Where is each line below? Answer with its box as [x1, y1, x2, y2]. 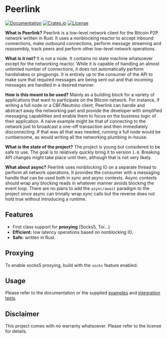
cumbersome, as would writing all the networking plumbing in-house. [5, 134, 148, 140]
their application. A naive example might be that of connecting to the [5, 118, 146, 124]
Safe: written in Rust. [12, 234, 56, 240]
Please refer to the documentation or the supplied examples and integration [5, 290, 161, 296]
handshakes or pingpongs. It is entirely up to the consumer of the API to [5, 71, 153, 77]
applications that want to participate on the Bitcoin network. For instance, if [5, 96, 160, 103]
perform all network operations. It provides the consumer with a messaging [5, 169, 160, 175]
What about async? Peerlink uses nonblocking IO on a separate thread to [5, 164, 157, 170]
